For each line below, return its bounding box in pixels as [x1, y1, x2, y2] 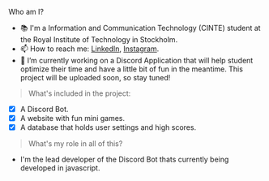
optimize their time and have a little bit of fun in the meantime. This [19, 64, 243, 74]
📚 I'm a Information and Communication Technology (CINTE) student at [19, 24, 261, 32]
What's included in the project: [28, 88, 131, 98]
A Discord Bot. [19, 105, 69, 114]
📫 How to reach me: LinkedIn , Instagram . [19, 44, 160, 54]
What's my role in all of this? [28, 139, 123, 149]
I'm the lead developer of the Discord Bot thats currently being [19, 154, 229, 165]
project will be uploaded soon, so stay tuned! [19, 73, 171, 82]
